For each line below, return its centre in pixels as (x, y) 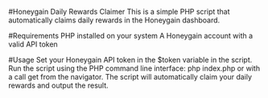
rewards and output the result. (58, 85)
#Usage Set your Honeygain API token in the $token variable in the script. (130, 60)
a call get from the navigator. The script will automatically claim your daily (130, 77)
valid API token (33, 44)
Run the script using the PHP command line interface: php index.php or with (134, 68)
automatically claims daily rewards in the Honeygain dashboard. (114, 20)
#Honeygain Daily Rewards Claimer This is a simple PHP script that (120, 12)
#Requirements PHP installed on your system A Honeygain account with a (131, 36)
